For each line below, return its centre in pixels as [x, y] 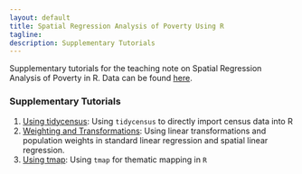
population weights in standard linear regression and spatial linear [145, 140]
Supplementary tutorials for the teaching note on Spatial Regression [136, 69]
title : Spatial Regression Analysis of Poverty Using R [117, 26]
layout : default [40, 18]
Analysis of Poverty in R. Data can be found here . [101, 78]
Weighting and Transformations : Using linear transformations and [144, 131]
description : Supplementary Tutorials [82, 43]
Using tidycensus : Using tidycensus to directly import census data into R [158, 121]
